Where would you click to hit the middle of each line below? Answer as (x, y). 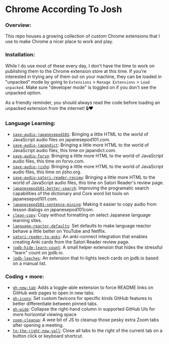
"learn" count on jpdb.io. (38, 253)
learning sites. (27, 220)
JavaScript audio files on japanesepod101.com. (61, 140)
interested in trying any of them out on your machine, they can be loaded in (83, 77)
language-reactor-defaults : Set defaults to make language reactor (82, 226)
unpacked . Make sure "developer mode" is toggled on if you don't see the (81, 87)
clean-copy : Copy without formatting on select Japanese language (81, 215)
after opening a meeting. (38, 325)
